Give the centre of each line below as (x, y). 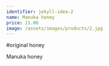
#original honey (25, 45)
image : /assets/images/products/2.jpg (54, 28)
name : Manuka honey (31, 17)
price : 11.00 (22, 23)
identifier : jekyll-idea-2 (40, 12)
